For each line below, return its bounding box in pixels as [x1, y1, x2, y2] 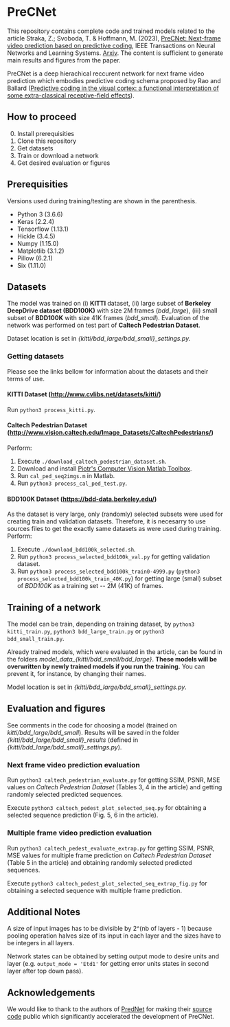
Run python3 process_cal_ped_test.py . [16, 479, 128, 488]
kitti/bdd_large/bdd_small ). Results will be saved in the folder [7, 728, 180, 736]
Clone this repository [16, 137, 77, 145]
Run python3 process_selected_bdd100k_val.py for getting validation [16, 552, 211, 561]
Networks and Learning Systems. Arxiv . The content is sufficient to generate [7, 49, 224, 57]
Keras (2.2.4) [16, 217, 55, 225]
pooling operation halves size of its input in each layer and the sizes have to [7, 932, 222, 940]
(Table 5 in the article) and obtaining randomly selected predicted [7, 858, 192, 866]
